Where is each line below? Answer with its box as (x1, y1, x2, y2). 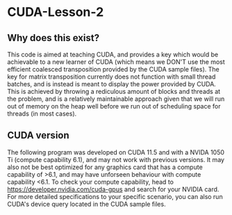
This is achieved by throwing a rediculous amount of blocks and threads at (7, 88, 221, 95)
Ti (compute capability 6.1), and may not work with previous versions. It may (7, 155, 224, 164)
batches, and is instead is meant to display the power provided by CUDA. (7, 80, 217, 88)
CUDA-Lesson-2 (7, 4, 104, 20)
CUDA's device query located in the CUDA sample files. (7, 200, 166, 208)
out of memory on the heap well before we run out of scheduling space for (7, 102, 221, 110)
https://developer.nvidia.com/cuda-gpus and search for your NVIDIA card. (7, 185, 219, 193)
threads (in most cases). (7, 109, 77, 118)
